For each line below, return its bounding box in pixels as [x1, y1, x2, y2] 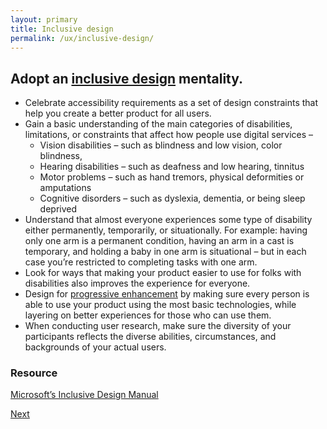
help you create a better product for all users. [24, 107, 212, 120]
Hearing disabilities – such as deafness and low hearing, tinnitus [39, 161, 305, 173]
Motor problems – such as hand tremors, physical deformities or [39, 171, 305, 183]
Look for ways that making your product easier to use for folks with [24, 267, 302, 279]
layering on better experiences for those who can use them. [24, 309, 272, 321]
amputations [39, 182, 92, 194]
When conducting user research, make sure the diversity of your [24, 320, 292, 332]
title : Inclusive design [10, 24, 114, 34]
